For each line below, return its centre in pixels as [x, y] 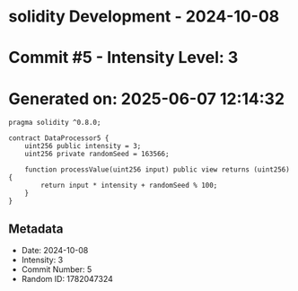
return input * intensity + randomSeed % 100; [129, 186]
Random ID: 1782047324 [67, 279]
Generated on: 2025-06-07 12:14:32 [146, 98]
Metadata [36, 229]
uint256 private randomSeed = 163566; [97, 154]
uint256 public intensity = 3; [83, 146]
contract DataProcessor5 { [59, 138]
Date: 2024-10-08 [55, 251]
